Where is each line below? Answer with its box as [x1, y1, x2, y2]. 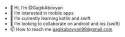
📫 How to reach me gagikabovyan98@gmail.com [9, 26, 112, 32]
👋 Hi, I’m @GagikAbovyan [9, 5, 63, 10]
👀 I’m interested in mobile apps [9, 10, 74, 16]
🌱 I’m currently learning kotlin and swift [9, 15, 91, 21]
